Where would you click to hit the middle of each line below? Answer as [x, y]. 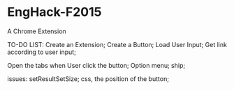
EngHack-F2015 [54, 12]
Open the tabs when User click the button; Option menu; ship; [96, 65]
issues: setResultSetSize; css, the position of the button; [88, 79]
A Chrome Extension [37, 31]
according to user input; [42, 52]
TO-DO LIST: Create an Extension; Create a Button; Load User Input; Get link [117, 44]
